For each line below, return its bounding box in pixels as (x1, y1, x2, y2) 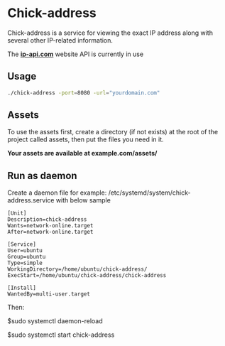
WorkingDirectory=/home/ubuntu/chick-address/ (7, 266, 148, 273)
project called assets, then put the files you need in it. (7, 135, 165, 144)
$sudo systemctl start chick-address (7, 330, 115, 339)
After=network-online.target (7, 229, 94, 236)
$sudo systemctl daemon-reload (7, 317, 103, 325)
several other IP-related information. (7, 36, 114, 44)
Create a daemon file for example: (7, 188, 107, 197)
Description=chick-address (7, 216, 87, 223)
